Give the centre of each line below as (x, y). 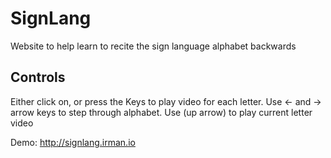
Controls (38, 77)
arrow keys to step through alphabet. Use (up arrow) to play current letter (161, 112)
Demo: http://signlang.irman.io (73, 142)
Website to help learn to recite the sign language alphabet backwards (153, 46)
